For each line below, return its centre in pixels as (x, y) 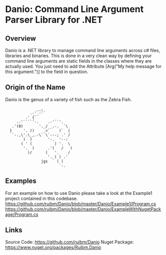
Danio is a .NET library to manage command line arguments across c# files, (83, 50)
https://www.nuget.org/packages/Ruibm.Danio (53, 247)
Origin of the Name (35, 87)
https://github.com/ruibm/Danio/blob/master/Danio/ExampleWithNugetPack (83, 209)
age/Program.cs (22, 214)
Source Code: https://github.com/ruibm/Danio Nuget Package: (69, 242)
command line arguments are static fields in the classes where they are (78, 61)
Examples (21, 181)
